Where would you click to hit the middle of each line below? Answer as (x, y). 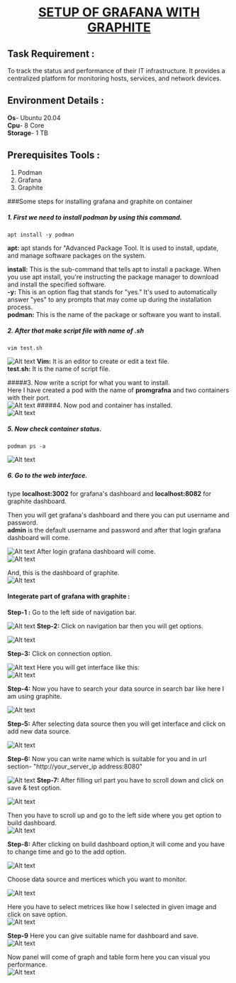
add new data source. (39, 731)
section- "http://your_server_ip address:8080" (75, 766)
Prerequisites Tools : (54, 155)
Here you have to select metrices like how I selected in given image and (112, 906)
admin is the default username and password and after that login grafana (114, 530)
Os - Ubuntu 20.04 (34, 117)
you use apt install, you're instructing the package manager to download (113, 276)
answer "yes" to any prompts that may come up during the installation (109, 299)
